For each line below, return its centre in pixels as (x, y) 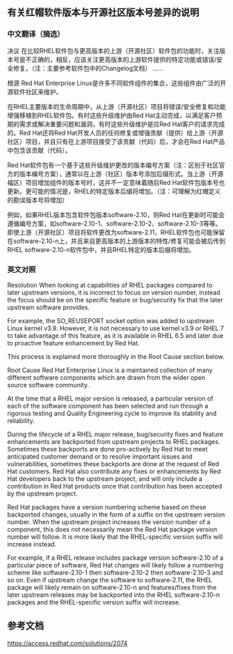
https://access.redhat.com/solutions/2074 (67, 643)
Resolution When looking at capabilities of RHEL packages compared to (110, 285)
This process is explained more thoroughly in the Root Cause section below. (116, 356)
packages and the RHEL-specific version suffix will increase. (94, 602)
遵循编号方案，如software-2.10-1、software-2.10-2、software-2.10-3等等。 (114, 223)
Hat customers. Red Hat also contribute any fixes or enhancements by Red (114, 471)
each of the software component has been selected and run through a (108, 406)
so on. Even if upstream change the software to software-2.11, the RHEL (110, 580)
